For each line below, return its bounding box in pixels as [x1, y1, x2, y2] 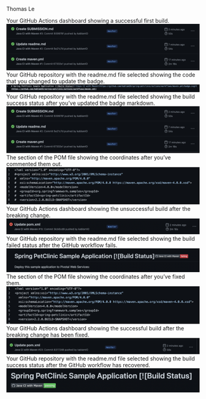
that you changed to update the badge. [6, 78, 105, 85]
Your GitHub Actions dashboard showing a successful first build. [6, 17, 170, 24]
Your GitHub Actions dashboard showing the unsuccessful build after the [6, 205, 191, 212]
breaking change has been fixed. [6, 331, 90, 338]
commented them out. [6, 160, 63, 167]
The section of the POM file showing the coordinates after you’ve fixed [6, 273, 185, 280]
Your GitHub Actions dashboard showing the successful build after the [6, 324, 185, 332]
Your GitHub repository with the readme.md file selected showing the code [6, 71, 196, 78]
